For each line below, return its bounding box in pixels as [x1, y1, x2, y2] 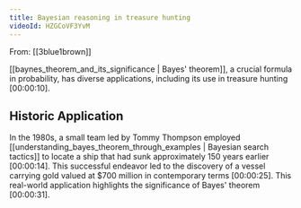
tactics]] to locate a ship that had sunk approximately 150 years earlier [9, 152, 270, 162]
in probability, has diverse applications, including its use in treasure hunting [9, 73, 288, 83]
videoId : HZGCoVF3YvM [9, 22, 91, 30]
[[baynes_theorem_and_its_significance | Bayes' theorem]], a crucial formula [9, 64, 293, 74]
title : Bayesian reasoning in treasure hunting [9, 13, 191, 22]
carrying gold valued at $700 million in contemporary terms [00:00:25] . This [9, 170, 292, 181]
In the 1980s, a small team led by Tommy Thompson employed [9, 132, 241, 143]
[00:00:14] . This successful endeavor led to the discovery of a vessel [9, 160, 266, 171]
